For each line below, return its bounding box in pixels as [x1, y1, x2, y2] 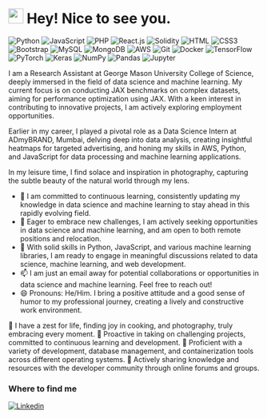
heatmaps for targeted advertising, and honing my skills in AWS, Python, [8, 143, 247, 153]
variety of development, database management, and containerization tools [8, 346, 254, 356]
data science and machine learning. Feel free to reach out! [19, 280, 213, 289]
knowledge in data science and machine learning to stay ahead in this [19, 200, 250, 209]
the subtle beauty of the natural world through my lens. [8, 176, 190, 185]
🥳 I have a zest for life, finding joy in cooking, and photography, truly [8, 320, 233, 330]
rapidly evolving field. [19, 208, 91, 217]
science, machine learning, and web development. [19, 259, 186, 269]
